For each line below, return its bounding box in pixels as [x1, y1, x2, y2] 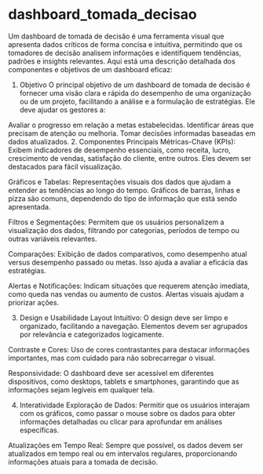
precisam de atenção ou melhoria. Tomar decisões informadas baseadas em [8, 128, 256, 138]
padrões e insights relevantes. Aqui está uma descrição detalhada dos [8, 57, 236, 66]
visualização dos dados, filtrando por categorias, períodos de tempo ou [8, 225, 239, 235]
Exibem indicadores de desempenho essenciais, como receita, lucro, [8, 145, 232, 155]
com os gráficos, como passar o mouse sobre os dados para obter [19, 408, 236, 417]
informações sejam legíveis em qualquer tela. [8, 385, 155, 394]
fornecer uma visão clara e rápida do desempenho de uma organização [19, 88, 251, 97]
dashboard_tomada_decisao [8, 5, 198, 24]
